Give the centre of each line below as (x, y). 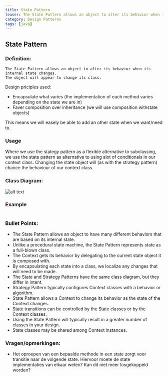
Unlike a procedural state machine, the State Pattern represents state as (86, 245)
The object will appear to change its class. (53, 78)
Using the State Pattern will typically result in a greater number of (80, 320)
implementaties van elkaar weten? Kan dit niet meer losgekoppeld (80, 365)
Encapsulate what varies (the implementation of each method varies (83, 96)
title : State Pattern (28, 10)
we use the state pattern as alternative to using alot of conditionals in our (80, 157)
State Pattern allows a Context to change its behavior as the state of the (86, 298)
